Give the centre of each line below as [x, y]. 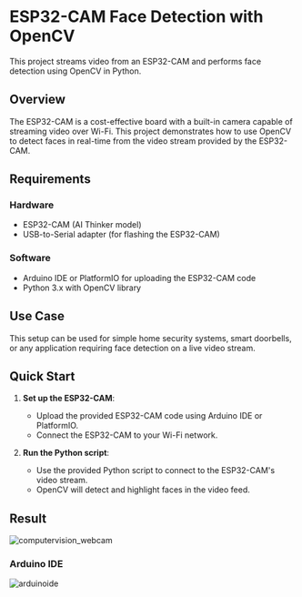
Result [28, 518]
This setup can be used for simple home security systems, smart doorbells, [151, 338]
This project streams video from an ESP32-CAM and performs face [136, 61]
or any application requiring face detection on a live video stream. [133, 348]
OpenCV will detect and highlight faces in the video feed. [143, 490]
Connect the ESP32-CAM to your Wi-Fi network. [127, 435]
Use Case [37, 316]
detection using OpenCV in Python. [75, 71]
